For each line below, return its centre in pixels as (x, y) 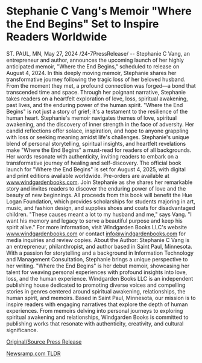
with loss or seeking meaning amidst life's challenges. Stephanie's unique (98, 137)
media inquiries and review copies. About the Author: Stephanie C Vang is (98, 240)
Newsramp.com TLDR (33, 353)
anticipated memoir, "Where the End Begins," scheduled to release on (93, 66)
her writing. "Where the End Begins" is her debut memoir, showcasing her (98, 266)
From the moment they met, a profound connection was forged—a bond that (101, 85)
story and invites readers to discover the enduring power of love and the (96, 188)
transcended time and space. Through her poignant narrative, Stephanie (96, 92)
